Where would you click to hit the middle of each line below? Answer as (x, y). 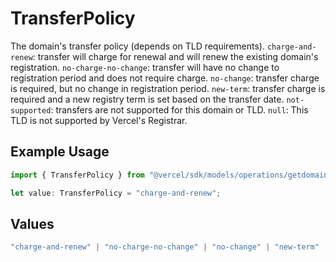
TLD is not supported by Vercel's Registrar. (99, 120)
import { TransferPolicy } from (77, 175)
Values (32, 223)
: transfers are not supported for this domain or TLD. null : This (179, 109)
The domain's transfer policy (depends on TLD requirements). (137, 46)
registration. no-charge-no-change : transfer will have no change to (145, 67)
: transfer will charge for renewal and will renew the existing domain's (175, 56)
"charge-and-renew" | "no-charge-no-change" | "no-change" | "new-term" (165, 247)
